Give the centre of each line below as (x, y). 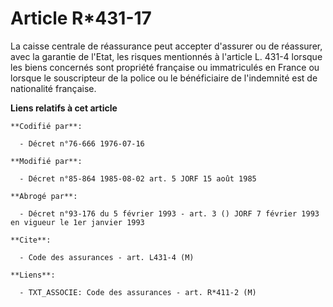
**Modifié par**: (46, 161)
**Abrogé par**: (44, 196)
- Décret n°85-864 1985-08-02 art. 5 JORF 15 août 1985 (138, 178)
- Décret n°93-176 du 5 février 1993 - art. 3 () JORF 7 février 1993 (169, 213)
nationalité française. (53, 88)
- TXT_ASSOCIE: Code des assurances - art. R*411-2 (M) (138, 292)
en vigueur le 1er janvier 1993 (77, 222)
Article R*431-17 (81, 18)
